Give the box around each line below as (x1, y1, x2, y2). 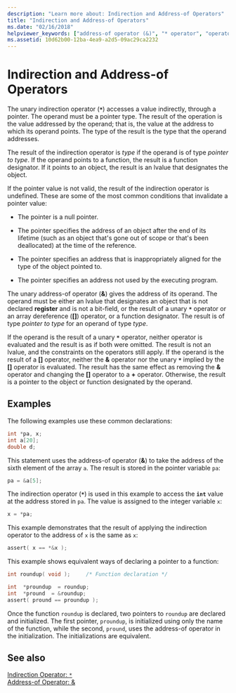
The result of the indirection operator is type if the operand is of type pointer (7, 148, 229, 157)
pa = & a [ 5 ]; (7, 477, 42, 484)
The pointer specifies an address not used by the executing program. (17, 276, 218, 284)
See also (7, 652, 46, 664)
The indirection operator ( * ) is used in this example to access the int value (7, 489, 223, 499)
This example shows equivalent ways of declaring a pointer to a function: (7, 557, 219, 566)
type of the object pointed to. (17, 263, 103, 271)
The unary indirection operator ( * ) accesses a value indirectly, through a (7, 105, 216, 113)
